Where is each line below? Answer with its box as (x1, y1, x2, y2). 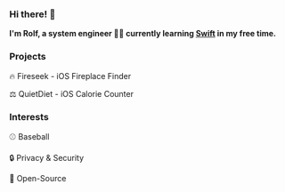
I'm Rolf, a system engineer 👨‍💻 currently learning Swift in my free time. (9, 28, 276, 39)
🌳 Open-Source (9, 172, 67, 183)
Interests (9, 110, 49, 123)
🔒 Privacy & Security (9, 152, 85, 163)
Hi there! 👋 (9, 8, 56, 20)
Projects (9, 51, 46, 63)
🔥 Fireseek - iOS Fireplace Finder (9, 70, 132, 81)
